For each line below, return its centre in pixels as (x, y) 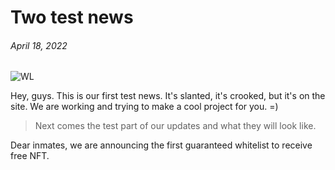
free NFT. (30, 156)
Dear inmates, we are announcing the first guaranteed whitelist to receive (161, 145)
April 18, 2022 (39, 45)
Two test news (72, 17)
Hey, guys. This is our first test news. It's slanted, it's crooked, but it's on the (168, 96)
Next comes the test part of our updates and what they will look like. (175, 126)
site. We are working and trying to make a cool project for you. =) (144, 107)
